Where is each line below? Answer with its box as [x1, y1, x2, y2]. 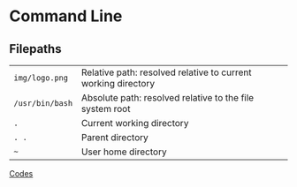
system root [80, 103, 131, 115]
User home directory [80, 146, 167, 158]
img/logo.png [13, 73, 69, 83]
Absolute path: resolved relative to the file [80, 92, 255, 103]
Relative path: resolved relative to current [80, 66, 252, 79]
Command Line [9, 6, 123, 26]
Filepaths [9, 41, 62, 56]
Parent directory [80, 131, 148, 143]
